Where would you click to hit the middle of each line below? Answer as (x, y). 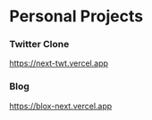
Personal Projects (76, 16)
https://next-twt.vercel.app (59, 63)
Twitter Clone (39, 44)
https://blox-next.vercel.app (61, 106)
